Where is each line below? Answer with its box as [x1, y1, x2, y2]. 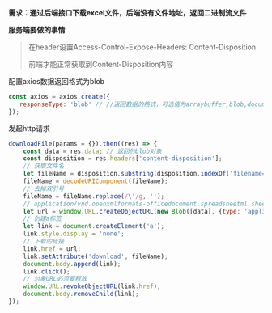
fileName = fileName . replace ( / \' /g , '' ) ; [23, 192, 164, 201]
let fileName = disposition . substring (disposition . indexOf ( [23, 170, 230, 178]
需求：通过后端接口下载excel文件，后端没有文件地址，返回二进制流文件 [8, 8, 247, 17]
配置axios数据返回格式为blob [8, 77, 105, 86]
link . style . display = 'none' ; [23, 230, 125, 238]
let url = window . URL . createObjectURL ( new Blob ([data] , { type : [23, 207, 241, 215]
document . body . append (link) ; [23, 260, 121, 268]
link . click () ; [23, 267, 70, 276]
